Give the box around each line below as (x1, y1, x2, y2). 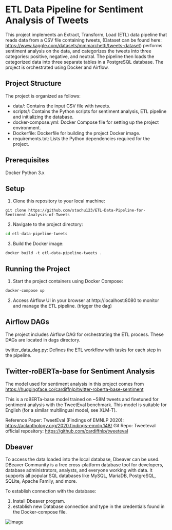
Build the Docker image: (12, 240, 64, 247)
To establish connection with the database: (5, 488, 97, 494)
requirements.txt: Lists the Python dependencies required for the (12, 135, 150, 142)
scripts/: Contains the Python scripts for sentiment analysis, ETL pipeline (12, 108, 167, 114)
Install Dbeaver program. (12, 498, 66, 504)
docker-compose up (5, 288, 45, 293)
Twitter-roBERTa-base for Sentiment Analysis (5, 367, 155, 376)
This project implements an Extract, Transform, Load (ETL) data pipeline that (5, 31, 167, 37)
